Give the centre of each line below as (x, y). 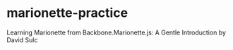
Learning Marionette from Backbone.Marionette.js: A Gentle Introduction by (116, 32)
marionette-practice (67, 13)
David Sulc (22, 39)
